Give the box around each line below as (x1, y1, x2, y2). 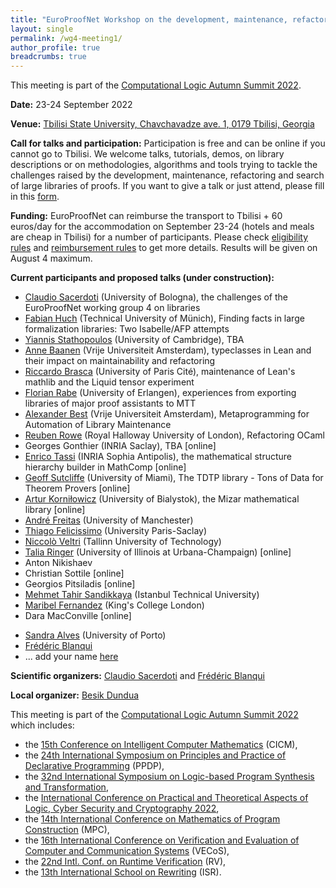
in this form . (10, 191, 60, 203)
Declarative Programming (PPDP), (24, 760, 165, 772)
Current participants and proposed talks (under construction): (10, 272, 275, 284)
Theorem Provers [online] (24, 482, 131, 495)
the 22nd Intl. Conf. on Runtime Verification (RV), (24, 856, 227, 868)
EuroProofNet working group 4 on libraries (24, 302, 201, 314)
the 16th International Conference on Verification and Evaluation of (24, 834, 300, 846)
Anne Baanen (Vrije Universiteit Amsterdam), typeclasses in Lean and (24, 344, 312, 356)
